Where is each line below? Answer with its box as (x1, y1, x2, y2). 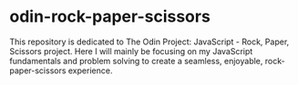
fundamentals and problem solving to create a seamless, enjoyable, (9, 55, 263, 66)
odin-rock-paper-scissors (9, 6, 211, 27)
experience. (67, 65, 113, 76)
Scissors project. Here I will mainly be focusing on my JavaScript (9, 45, 253, 56)
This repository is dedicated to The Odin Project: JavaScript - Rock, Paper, (9, 36, 290, 47)
